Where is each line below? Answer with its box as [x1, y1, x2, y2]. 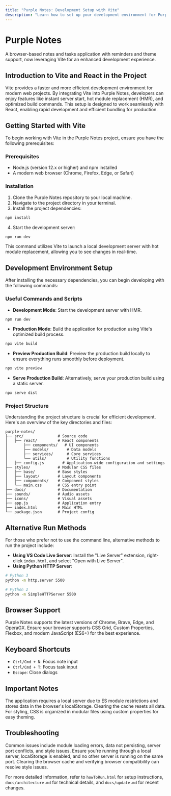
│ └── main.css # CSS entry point [5, 483, 97, 488]
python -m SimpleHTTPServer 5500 [5, 591, 76, 597]
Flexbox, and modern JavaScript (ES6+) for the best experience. [5, 630, 141, 636]
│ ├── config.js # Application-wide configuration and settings [5, 460, 165, 466]
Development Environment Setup [5, 263, 113, 272]
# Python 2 [5, 587, 28, 592]
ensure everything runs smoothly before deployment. [12, 356, 125, 362]
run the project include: [5, 542, 54, 549]
